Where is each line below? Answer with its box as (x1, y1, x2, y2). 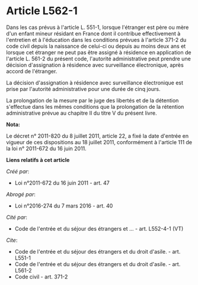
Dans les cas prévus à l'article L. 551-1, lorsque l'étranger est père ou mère (6, 24, 189, 31)
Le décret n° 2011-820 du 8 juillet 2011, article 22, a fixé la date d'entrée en (6, 132, 189, 140)
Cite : (6, 237, 18, 244)
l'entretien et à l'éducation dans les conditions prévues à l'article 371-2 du (6, 36, 187, 43)
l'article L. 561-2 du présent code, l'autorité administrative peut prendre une (6, 55, 191, 62)
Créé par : (6, 167, 30, 175)
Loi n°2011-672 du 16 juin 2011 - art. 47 (14, 179, 110, 186)
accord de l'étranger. (6, 67, 58, 75)
